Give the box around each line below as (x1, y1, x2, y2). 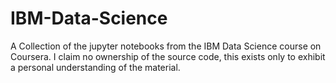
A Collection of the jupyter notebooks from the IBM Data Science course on (10, 40, 322, 52)
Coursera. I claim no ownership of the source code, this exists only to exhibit (10, 50, 326, 62)
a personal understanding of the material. (10, 61, 181, 73)
